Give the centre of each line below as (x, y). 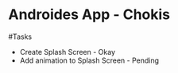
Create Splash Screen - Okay (68, 52)
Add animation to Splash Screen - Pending (89, 60)
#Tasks (20, 36)
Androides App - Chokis (89, 15)
